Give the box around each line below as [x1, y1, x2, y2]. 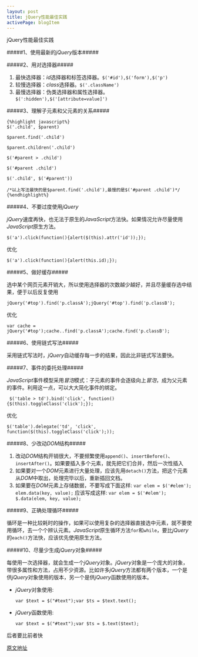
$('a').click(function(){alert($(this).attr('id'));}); [6, 235, 146, 241]
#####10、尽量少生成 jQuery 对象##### [6, 546, 102, 553]
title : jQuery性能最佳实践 [6, 14, 68, 20]
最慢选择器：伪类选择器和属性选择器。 [15, 89, 108, 96]
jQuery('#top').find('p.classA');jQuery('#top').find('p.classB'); [6, 301, 176, 306]
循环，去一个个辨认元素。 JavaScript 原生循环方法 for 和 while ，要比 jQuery [11, 527, 189, 534]
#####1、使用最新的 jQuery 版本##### [6, 49, 99, 56]
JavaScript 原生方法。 [6, 223, 59, 230]
